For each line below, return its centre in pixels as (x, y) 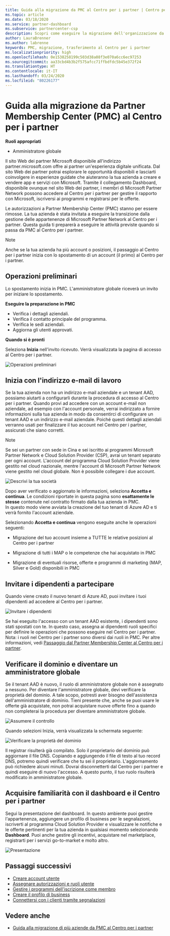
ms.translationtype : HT (30, 66)
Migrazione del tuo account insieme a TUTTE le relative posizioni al (83, 538)
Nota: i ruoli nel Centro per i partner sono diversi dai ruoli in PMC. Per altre (83, 638)
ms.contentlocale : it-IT (31, 71)
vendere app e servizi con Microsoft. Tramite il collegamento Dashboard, (81, 182)
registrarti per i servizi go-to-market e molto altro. (57, 840)
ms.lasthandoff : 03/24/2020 (35, 76)
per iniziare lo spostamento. (34, 294)
